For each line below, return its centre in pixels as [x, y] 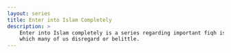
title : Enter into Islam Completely [59, 20]
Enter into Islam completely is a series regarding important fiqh [118, 33]
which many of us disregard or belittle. [79, 39]
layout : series [29, 13]
